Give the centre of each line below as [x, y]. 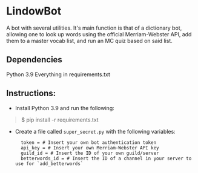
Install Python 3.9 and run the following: [64, 108]
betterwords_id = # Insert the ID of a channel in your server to [106, 158]
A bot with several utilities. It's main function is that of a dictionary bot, [94, 28]
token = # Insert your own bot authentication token [89, 142]
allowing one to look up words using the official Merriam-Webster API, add [99, 34]
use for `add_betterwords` [49, 164]
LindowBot [34, 11]
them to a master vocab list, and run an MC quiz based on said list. [89, 41]
